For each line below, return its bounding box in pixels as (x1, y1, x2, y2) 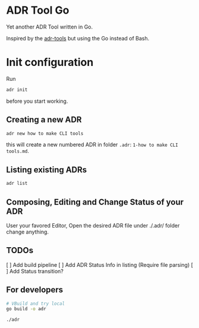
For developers (6, 285, 64, 295)
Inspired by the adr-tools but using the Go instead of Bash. (6, 34, 150, 42)
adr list (6, 181, 28, 187)
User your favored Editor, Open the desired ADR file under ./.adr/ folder (6, 222, 180, 229)
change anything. (6, 228, 49, 235)
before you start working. (6, 97, 68, 105)
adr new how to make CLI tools (6, 130, 84, 137)
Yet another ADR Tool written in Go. (6, 23, 93, 30)
